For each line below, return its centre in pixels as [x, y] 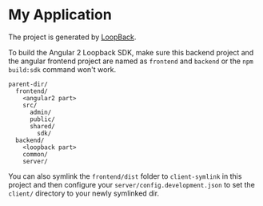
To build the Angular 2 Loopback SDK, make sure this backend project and [131, 52]
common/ [35, 154]
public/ [42, 119]
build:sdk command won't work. [62, 69]
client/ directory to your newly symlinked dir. [84, 193]
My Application [60, 15]
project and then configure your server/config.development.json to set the [132, 184]
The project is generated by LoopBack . [72, 37]
